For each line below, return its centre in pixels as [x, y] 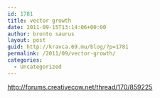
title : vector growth [39, 21]
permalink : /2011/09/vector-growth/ [62, 54]
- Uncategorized [38, 67]
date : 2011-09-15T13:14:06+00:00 [57, 27]
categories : [25, 60]
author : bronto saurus [41, 34]
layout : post [27, 40]
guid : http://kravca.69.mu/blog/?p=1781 [68, 47]
